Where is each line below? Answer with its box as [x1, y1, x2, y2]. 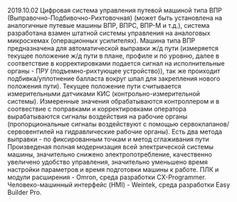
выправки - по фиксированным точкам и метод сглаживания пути [7, 135, 210, 143]
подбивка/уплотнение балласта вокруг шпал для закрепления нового [7, 74, 221, 83]
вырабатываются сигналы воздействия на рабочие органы [7, 112, 188, 121]
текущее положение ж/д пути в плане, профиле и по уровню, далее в [7, 51, 220, 60]
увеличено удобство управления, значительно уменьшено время [7, 158, 208, 166]
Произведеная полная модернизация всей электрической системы [7, 143, 214, 151]
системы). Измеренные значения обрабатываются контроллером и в [7, 97, 220, 106]
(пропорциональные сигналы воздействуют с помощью [7, 120, 179, 128]
